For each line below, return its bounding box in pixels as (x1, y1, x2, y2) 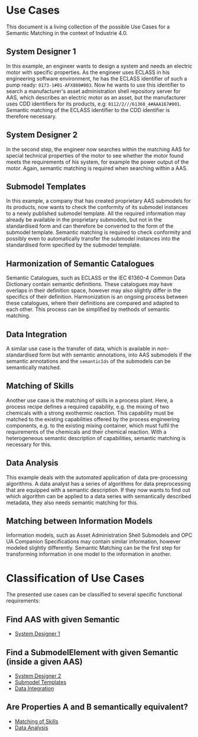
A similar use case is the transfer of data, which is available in (6, 345, 157, 352)
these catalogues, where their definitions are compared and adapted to (6, 300, 180, 307)
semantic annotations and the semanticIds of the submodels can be (6, 358, 171, 364)
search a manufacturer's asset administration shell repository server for (6, 87, 181, 95)
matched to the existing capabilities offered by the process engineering (6, 415, 180, 422)
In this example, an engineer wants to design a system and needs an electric (6, 62, 193, 69)
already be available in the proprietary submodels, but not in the (6, 216, 163, 223)
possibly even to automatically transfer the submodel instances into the (6, 235, 180, 242)
